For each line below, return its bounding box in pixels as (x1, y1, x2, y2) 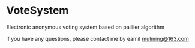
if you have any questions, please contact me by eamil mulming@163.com (6, 35, 189, 42)
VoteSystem (6, 4, 69, 17)
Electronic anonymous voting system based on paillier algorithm (6, 23, 165, 31)
